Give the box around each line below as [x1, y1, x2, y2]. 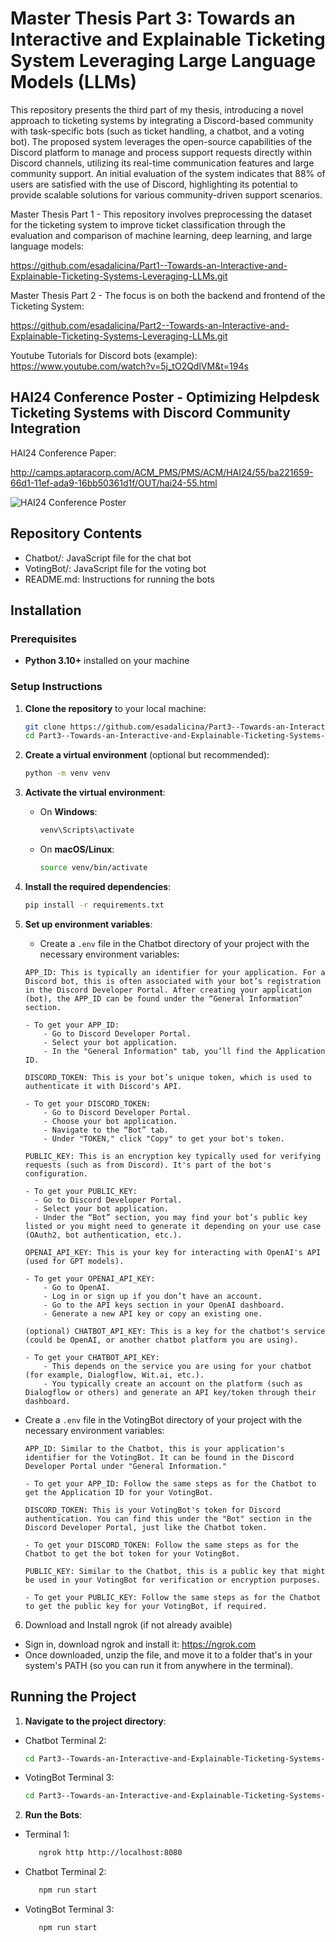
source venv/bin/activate [39, 863, 148, 873]
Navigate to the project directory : [24, 1715, 167, 1727]
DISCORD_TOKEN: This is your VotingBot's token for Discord [24, 1505, 281, 1515]
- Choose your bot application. [43, 1116, 178, 1126]
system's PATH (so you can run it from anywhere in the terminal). [24, 1659, 294, 1671]
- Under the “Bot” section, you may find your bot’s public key [34, 1212, 308, 1222]
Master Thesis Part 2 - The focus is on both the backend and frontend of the [10, 289, 326, 301]
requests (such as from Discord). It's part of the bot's [24, 1160, 272, 1170]
